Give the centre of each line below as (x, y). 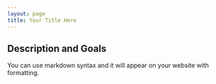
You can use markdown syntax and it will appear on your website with (108, 65)
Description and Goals (57, 49)
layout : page (26, 14)
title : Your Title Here (42, 20)
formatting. (23, 73)
